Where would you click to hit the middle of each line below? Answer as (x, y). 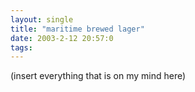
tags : (21, 47)
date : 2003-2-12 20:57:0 (62, 38)
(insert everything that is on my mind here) (98, 76)
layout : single (42, 19)
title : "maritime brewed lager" (77, 29)
